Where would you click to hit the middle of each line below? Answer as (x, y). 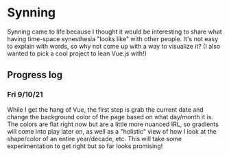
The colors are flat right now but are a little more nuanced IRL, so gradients (113, 124)
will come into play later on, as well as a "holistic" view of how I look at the (112, 131)
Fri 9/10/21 (25, 95)
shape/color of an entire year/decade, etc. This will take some (95, 138)
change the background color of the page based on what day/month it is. (110, 117)
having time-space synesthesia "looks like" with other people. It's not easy (113, 38)
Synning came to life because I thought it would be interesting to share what (115, 32)
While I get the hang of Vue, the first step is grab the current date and (105, 109)
